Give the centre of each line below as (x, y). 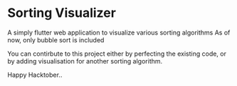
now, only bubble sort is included (56, 39)
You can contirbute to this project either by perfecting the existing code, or (117, 54)
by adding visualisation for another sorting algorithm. (85, 61)
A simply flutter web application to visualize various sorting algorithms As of (119, 32)
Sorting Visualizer (62, 13)
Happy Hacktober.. (35, 75)
